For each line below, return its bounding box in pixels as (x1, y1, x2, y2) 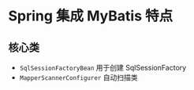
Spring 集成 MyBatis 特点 (8, 7, 173, 25)
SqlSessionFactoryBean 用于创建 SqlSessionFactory (19, 63, 187, 72)
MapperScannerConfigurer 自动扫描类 (19, 73, 138, 82)
